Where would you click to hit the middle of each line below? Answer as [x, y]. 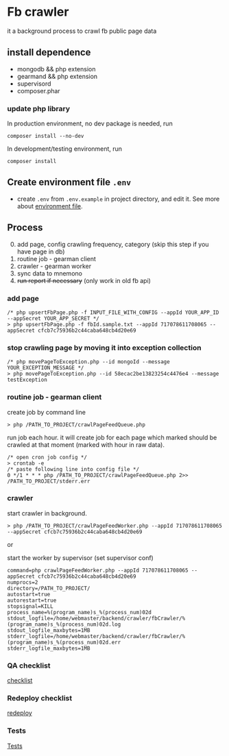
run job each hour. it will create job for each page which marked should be [112, 437]
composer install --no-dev [46, 136]
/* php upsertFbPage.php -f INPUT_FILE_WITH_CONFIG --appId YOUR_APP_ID [113, 313]
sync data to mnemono [49, 273]
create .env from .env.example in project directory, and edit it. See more [118, 199]
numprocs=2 [23, 582]
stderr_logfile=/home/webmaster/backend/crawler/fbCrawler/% [96, 636]
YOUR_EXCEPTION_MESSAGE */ [46, 368]
